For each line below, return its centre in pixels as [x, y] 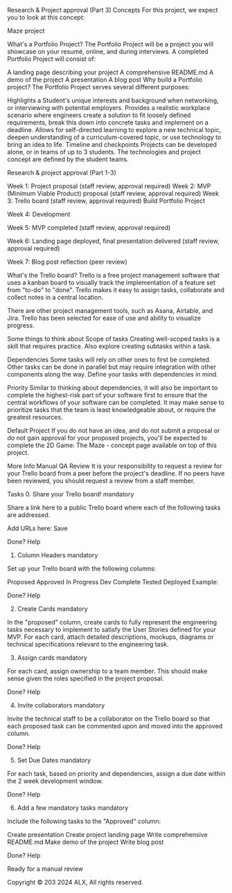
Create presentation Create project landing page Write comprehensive [107, 835]
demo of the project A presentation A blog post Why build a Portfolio [105, 80]
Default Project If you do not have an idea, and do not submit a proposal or [114, 431]
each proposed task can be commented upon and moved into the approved [115, 726]
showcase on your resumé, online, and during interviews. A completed [108, 52]
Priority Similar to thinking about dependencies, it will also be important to [113, 388]
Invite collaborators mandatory [61, 705]
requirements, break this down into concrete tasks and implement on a [108, 123]
